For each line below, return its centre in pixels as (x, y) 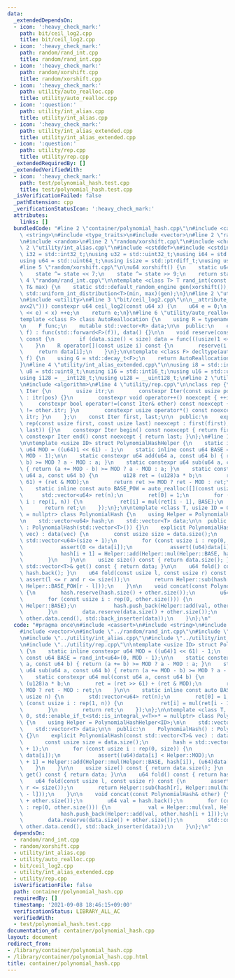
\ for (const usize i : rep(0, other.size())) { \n (106, 599)
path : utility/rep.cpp (53, 150)
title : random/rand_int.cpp (60, 59)
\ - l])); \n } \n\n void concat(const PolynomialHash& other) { (123, 794)
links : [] (34, 222)
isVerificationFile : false (53, 886)
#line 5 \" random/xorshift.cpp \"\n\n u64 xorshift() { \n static (119, 267)
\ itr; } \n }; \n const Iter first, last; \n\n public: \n (114, 417)
